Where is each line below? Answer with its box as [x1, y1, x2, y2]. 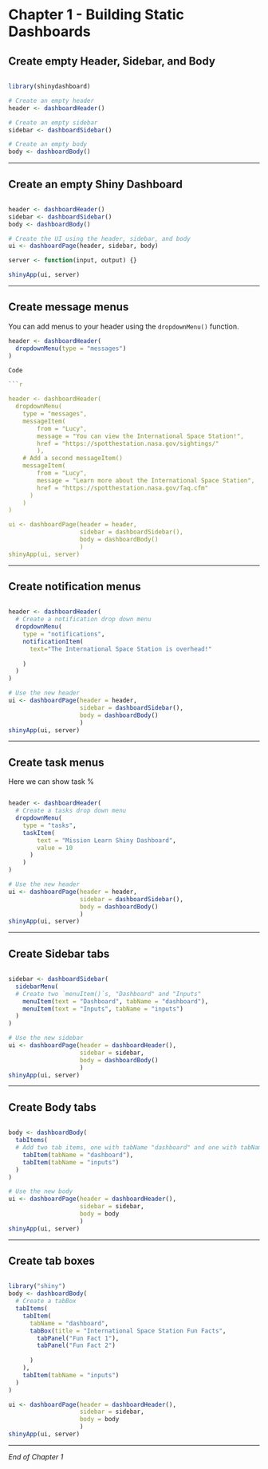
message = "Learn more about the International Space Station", [37, 476, 255, 484]
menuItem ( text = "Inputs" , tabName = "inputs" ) [22, 1005, 183, 1013]
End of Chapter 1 [8, 1451, 64, 1461]
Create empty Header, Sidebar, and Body [8, 54, 215, 68]
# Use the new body [8, 1187, 73, 1195]
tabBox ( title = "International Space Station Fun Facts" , [29, 1326, 227, 1335]
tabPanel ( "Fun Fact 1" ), [37, 1334, 120, 1342]
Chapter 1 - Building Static [8, 6, 185, 24]
